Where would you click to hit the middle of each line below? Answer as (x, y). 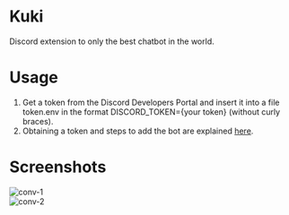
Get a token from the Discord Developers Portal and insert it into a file (151, 102)
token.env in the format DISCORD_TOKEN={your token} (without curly (151, 112)
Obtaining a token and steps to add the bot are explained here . (138, 131)
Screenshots (58, 167)
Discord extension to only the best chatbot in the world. (112, 41)
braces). (38, 121)
